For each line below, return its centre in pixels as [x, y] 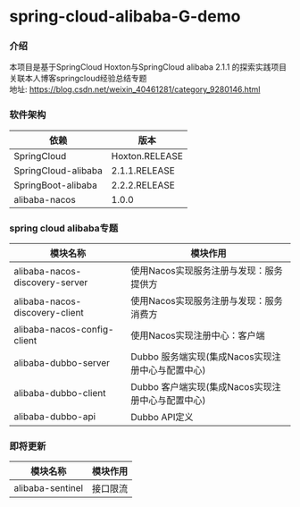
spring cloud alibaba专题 [64, 228]
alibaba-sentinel [48, 488]
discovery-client [49, 313]
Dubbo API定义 [162, 418]
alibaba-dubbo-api [55, 417]
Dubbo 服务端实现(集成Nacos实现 [201, 357]
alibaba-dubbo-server [62, 363]
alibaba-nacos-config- [64, 330]
